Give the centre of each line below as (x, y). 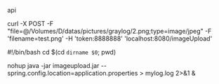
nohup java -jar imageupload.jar (53, 65)
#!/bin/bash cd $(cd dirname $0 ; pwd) (62, 52)
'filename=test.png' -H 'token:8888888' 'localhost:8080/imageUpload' (110, 38)
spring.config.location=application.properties (73, 73)
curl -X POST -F (31, 23)
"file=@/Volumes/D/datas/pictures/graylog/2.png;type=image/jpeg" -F (109, 31)
